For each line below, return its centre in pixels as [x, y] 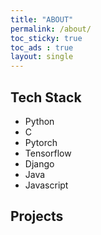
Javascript [46, 185]
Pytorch [41, 142]
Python [39, 121]
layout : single [42, 57]
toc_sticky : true [46, 38]
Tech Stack [46, 97]
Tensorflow [48, 153]
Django [39, 163]
